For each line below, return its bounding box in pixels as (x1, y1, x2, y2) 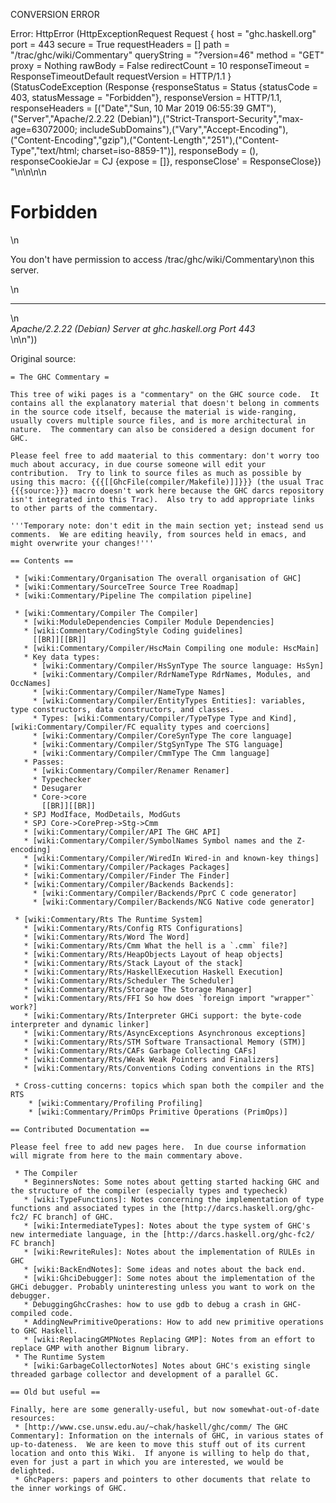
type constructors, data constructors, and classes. (10, 704, 235, 714)
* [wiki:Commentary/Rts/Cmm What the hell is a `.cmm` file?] (23, 940, 288, 951)
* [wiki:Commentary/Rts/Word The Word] (23, 932, 190, 942)
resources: (10, 1413, 56, 1423)
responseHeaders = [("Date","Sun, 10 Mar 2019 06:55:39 (10, 102, 245, 114)
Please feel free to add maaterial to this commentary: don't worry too (10, 450, 320, 461)
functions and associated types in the (10, 1203, 177, 1213)
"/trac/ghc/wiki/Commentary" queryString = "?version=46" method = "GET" (10, 49, 325, 61)
